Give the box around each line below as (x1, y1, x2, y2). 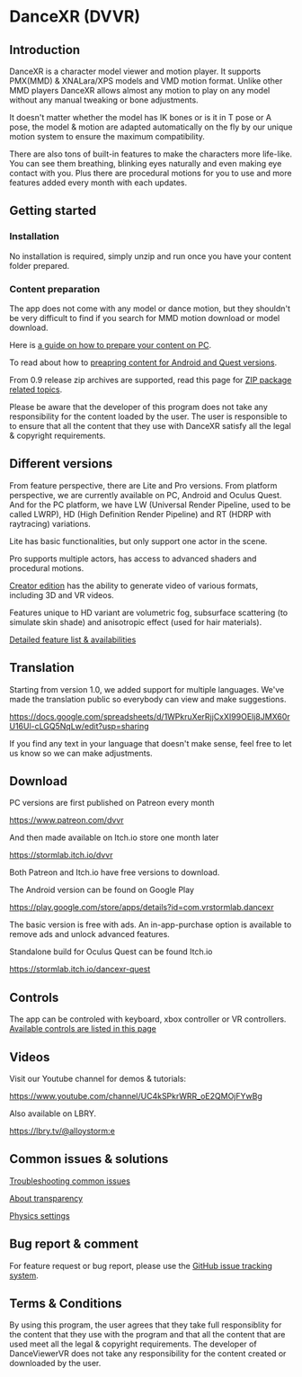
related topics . (9, 384, 63, 395)
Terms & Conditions (9, 1296, 123, 1311)
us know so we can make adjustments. (9, 747, 153, 758)
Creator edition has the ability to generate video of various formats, (9, 580, 259, 591)
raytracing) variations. (9, 518, 92, 529)
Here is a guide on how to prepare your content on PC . (9, 339, 212, 350)
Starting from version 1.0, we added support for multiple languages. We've (9, 684, 285, 694)
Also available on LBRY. (9, 1108, 97, 1119)
